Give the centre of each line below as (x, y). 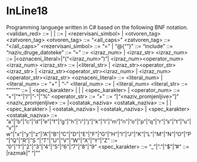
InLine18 (27, 11)
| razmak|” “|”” (23, 153)
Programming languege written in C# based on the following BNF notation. (97, 27)
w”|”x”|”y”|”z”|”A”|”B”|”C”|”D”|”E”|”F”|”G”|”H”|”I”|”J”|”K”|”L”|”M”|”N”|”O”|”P (99, 134)
